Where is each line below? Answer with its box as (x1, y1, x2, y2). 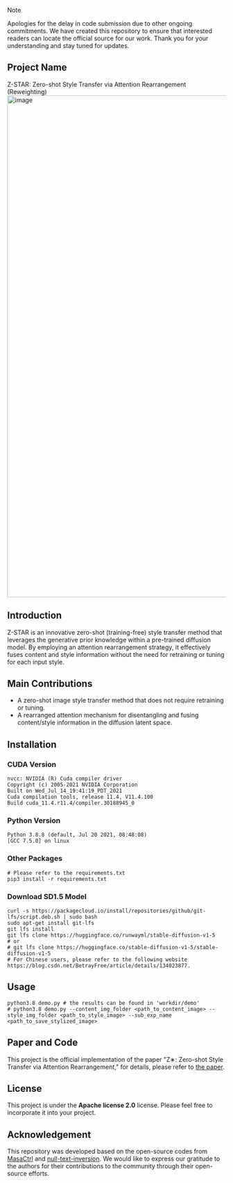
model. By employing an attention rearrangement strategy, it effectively (7, 643, 211, 651)
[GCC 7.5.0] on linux (7, 838, 70, 845)
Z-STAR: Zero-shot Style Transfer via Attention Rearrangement (7, 80, 187, 88)
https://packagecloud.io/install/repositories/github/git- (32, 907, 207, 914)
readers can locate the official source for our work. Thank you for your (7, 34, 209, 42)
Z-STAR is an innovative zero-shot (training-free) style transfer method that (7, 628, 223, 636)
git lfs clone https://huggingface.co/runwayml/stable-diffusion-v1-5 (7, 932, 216, 939)
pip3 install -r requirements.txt (7, 875, 107, 882)
